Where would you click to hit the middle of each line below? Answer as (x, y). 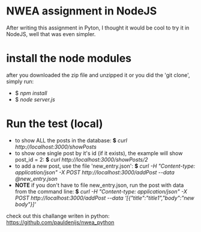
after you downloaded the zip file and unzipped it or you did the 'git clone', (98, 75)
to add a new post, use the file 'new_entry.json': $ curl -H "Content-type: (105, 166)
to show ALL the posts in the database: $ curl (71, 140)
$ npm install (31, 93)
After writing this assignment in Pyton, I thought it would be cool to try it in (98, 28)
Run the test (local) (55, 124)
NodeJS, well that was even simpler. (51, 34)
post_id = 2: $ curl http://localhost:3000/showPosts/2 (81, 159)
